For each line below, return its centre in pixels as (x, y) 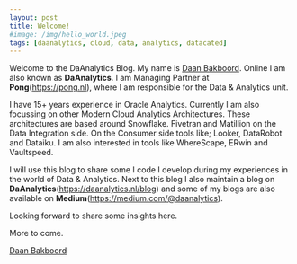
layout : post (34, 18)
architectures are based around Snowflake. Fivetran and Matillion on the (143, 124)
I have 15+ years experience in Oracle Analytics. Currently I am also (135, 105)
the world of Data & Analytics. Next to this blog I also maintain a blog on (142, 180)
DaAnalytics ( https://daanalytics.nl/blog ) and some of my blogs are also (143, 189)
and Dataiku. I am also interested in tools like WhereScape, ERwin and (139, 143)
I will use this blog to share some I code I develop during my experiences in (148, 170)
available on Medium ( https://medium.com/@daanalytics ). (116, 198)
